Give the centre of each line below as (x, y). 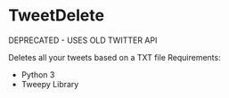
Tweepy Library (50, 84)
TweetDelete (56, 16)
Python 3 (38, 74)
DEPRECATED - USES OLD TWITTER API (83, 40)
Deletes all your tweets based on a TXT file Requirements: (114, 57)
